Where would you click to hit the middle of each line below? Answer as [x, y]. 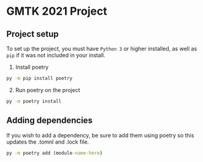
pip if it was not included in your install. [56, 55]
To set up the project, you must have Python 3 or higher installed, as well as [102, 48]
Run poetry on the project [48, 90]
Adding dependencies [50, 121]
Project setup [33, 34]
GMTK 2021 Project [57, 11]
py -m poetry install [34, 101]
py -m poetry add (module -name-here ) [55, 153]
